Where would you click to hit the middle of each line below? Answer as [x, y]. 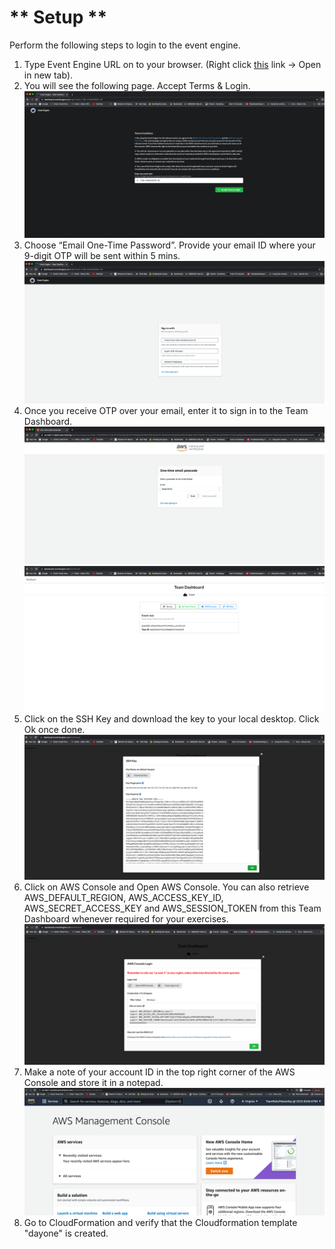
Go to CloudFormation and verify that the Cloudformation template [160, 1222]
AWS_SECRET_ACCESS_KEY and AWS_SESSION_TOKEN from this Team [172, 908]
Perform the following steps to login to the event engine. [125, 45]
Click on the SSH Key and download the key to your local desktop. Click [171, 718]
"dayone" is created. [66, 1233]
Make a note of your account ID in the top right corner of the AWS [159, 1072]
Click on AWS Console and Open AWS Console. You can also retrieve [166, 887]
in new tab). [48, 75]
